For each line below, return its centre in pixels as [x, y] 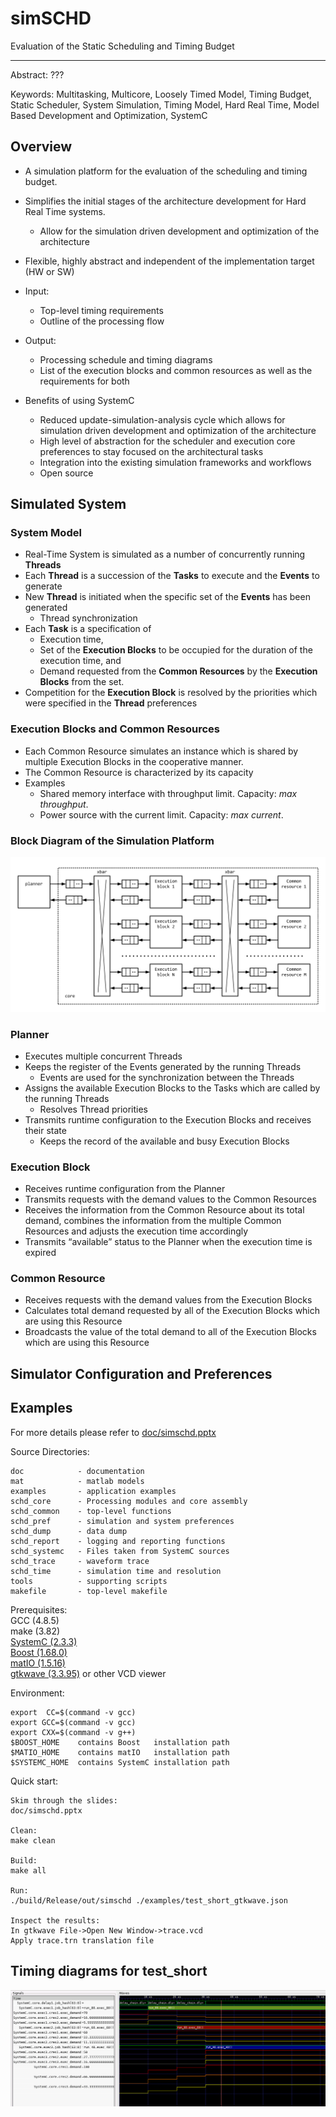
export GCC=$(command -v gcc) [73, 1722]
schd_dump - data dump [69, 1531]
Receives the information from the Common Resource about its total [164, 1210]
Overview [41, 147]
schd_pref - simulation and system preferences [122, 1521]
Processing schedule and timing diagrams [126, 359]
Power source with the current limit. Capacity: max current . [161, 814]
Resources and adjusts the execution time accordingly [136, 1231]
